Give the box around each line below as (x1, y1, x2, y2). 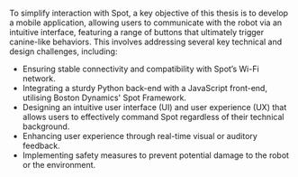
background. (22, 121, 70, 132)
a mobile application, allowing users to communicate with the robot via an (9, 17, 283, 28)
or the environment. (22, 160, 96, 170)
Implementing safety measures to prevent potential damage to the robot (22, 150, 290, 161)
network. (22, 73, 56, 84)
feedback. (22, 140, 60, 151)
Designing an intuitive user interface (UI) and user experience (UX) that (22, 102, 287, 112)
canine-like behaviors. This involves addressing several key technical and (9, 36, 283, 47)
